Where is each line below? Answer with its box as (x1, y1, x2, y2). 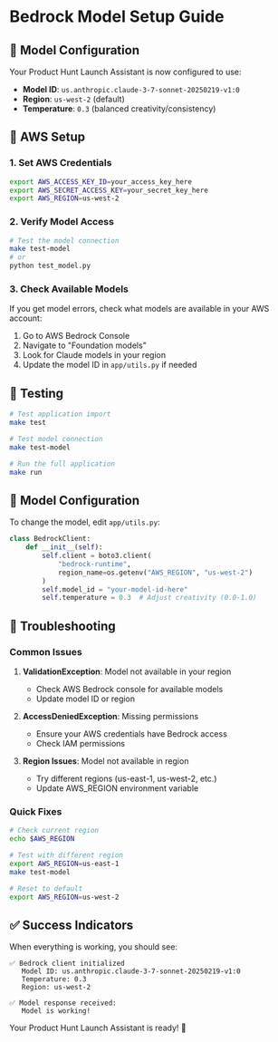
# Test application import (9, 410, 111, 419)
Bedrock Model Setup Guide (9, 6, 225, 27)
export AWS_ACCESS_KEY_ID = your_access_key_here (9, 177, 193, 187)
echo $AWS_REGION (9, 835, 75, 844)
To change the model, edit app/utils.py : (9, 516, 160, 527)
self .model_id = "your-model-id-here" (42, 584, 188, 594)
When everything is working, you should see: (9, 941, 178, 952)
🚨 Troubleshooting (9, 618, 116, 633)
